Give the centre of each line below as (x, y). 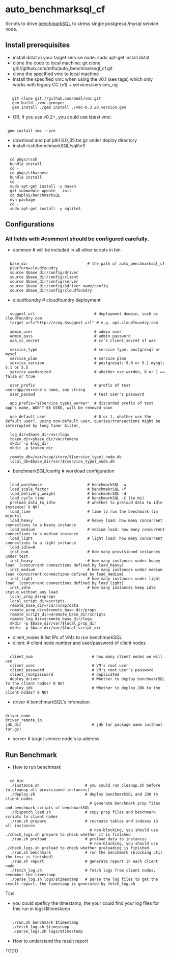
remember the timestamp (31, 875)
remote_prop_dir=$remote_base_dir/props (53, 610)
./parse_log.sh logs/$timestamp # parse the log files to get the (84, 880)
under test (17, 556)
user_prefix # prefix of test (70, 385)
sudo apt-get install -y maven (43, 186)
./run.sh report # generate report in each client (84, 862)
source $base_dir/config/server (44, 282)
